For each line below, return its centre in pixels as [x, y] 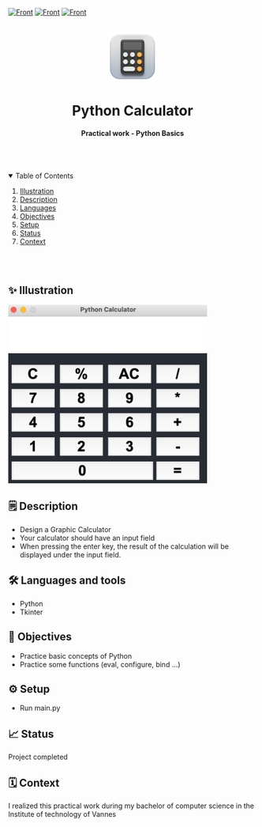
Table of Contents [44, 176]
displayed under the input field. [70, 554]
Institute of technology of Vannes [62, 814]
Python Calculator [133, 110]
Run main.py [40, 708]
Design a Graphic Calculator [65, 529]
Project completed [38, 757]
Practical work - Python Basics [133, 133]
